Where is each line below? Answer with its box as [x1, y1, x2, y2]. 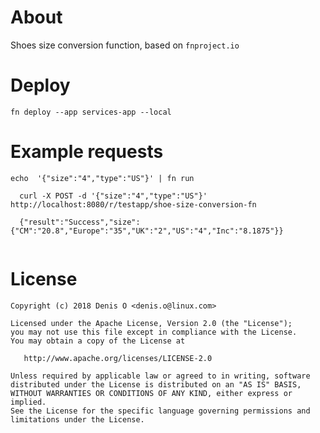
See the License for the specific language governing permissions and [10, 406, 311, 416]
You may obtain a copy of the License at [10, 336, 186, 346]
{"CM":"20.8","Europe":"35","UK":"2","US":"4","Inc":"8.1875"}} [10, 226, 284, 236]
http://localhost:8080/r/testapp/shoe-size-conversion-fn [10, 199, 257, 210]
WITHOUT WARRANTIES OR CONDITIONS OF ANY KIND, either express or [10, 388, 293, 398]
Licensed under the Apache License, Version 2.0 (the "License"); [10, 318, 293, 328]
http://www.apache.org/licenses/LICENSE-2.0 [23, 353, 213, 363]
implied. [10, 397, 47, 407]
